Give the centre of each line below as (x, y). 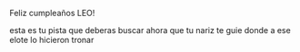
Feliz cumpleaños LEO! (52, 13)
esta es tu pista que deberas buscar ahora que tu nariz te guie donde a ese (150, 30)
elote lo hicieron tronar (52, 40)
